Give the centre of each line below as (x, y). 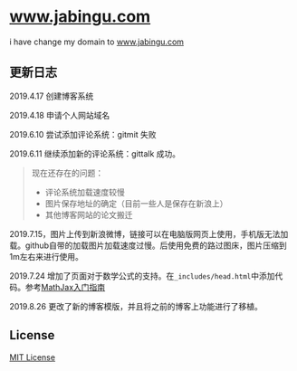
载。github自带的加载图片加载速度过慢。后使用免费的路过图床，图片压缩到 (148, 245)
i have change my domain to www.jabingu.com (96, 42)
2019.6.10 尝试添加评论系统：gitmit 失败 (83, 134)
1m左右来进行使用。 (46, 256)
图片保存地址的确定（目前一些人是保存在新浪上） (136, 203)
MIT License (33, 357)
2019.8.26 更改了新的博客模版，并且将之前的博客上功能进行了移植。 (136, 306)
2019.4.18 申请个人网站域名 (60, 115)
